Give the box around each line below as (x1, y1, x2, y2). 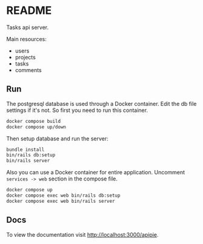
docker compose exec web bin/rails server (6, 198, 115, 204)
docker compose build (6, 118, 61, 124)
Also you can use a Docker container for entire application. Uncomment (6, 169, 185, 176)
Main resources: (6, 35, 47, 42)
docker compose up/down (6, 124, 67, 130)
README (6, 4, 52, 18)
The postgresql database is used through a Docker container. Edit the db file (6, 100, 197, 107)
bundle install (6, 147, 45, 153)
